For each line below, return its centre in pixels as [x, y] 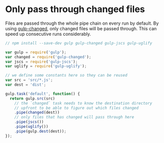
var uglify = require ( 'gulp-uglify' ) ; [46, 66]
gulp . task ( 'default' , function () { [43, 94]
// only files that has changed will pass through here [74, 117]
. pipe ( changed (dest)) [37, 113]
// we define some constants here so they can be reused [66, 76]
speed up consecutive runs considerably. [48, 34]
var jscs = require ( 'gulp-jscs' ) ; [42, 61]
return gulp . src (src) [33, 98]
